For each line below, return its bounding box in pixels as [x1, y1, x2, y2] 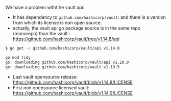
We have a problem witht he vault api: [5, 5, 85, 10]
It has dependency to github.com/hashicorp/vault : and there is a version [12, 14, 166, 20]
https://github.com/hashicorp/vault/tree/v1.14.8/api [12, 36, 120, 42]
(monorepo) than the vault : [12, 31, 70, 36]
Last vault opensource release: [12, 73, 78, 80]
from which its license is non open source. [12, 20, 102, 26]
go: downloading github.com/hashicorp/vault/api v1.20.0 [5, 60, 129, 65]
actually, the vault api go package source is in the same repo [12, 25, 141, 31]
